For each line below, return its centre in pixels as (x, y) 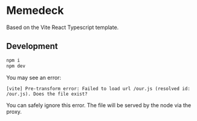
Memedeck (35, 11)
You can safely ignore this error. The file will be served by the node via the (99, 105)
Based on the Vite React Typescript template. (63, 27)
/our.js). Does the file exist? (47, 94)
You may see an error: (34, 77)
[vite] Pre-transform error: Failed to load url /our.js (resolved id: (98, 88)
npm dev (16, 66)
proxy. (14, 111)
